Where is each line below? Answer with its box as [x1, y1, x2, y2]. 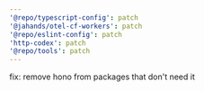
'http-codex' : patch [9, 38, 87, 48]
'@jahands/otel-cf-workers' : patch [9, 22, 143, 31]
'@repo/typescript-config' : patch [9, 13, 139, 23]
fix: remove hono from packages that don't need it [9, 71, 196, 82]
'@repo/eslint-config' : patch [9, 30, 123, 39]
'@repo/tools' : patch [9, 47, 91, 56]
